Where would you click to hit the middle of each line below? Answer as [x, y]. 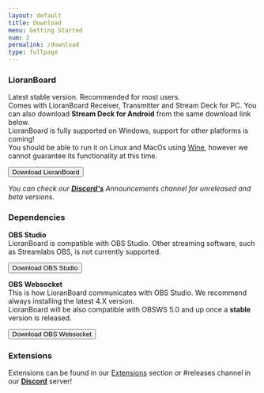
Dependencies [37, 217]
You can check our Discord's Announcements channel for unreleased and [130, 189]
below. [19, 123]
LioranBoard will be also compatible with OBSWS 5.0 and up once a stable [130, 309]
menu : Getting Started [45, 30]
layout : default [35, 15]
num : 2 [19, 38]
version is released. [40, 318]
